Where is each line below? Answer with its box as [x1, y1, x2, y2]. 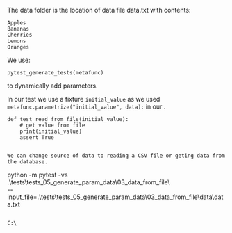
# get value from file [19, 122, 85, 129]
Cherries [7, 31, 33, 38]
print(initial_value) [19, 128, 82, 135]
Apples [7, 19, 26, 26]
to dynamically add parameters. [7, 81, 99, 90]
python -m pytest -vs [7, 170, 68, 179]
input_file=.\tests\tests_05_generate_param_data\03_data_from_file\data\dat [7, 193, 224, 201]
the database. [7, 159, 49, 166]
